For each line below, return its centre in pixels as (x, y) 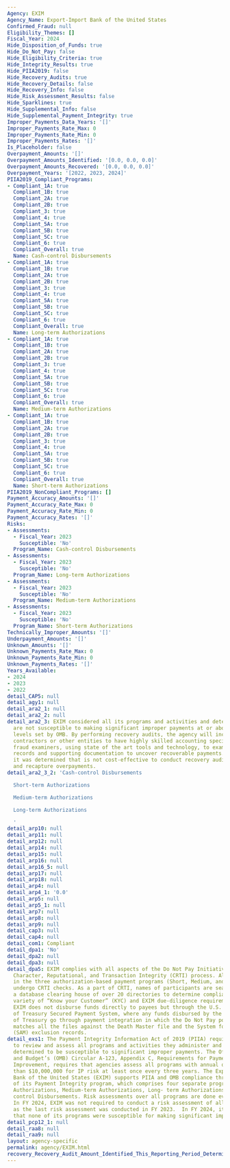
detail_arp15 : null (35, 854)
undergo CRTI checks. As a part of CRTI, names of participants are (113, 988)
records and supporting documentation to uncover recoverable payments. (119, 754)
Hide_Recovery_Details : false (50, 84)
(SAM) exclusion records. (50, 1033)
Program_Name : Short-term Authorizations (73, 626)
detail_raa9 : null (33, 1135)
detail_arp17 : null (35, 873)
